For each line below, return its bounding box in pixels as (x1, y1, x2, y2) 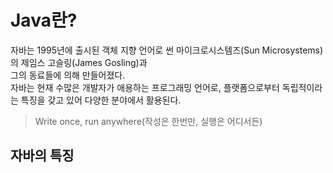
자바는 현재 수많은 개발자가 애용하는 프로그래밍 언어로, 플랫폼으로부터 (10, 81, 280, 93)
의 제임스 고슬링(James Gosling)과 (10, 56, 148, 68)
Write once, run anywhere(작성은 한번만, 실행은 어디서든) (34, 115, 263, 127)
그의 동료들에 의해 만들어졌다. (10, 69, 126, 81)
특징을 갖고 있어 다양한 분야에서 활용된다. (20, 94, 182, 106)
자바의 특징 (10, 147, 75, 165)
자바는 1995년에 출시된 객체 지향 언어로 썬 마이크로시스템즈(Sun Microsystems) (10, 44, 324, 56)
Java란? (10, 9, 78, 32)
